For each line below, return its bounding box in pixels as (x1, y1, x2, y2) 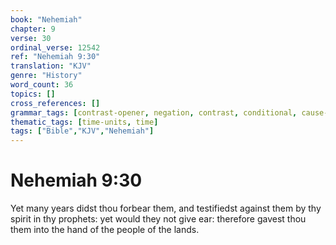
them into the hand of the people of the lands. (10, 224, 200, 236)
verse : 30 (10, 33, 52, 43)
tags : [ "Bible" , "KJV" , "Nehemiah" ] (10, 126, 155, 136)
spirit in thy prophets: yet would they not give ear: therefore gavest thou (10, 213, 307, 225)
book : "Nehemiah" (10, 14, 83, 25)
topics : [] (10, 89, 56, 99)
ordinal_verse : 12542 (10, 42, 101, 53)
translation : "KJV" (10, 61, 92, 71)
